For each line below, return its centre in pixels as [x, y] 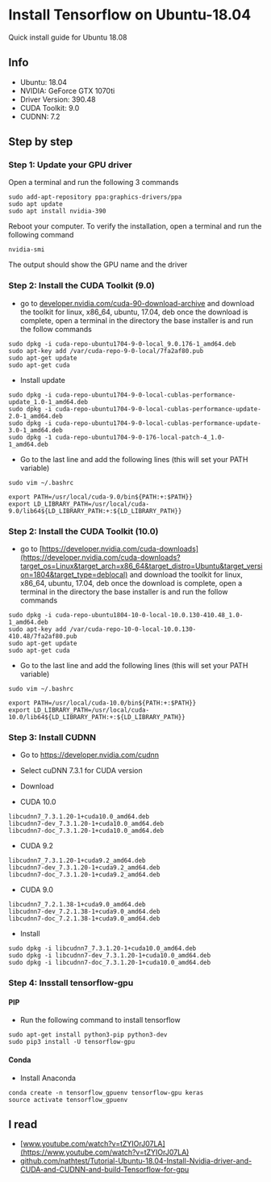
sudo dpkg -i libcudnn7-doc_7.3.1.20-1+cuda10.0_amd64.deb [110, 963]
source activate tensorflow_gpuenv [68, 1100]
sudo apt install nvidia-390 [57, 212]
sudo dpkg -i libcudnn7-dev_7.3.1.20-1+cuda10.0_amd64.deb [110, 956]
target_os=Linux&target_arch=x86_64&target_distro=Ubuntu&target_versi [141, 566]
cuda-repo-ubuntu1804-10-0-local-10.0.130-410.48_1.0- [149, 616]
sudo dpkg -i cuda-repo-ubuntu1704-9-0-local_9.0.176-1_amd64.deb [122, 344]
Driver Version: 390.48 [58, 99]
